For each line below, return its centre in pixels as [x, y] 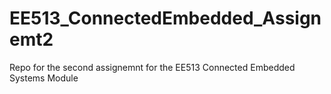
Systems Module [44, 78]
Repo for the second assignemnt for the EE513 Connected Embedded [152, 67]
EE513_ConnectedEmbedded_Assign [165, 18]
